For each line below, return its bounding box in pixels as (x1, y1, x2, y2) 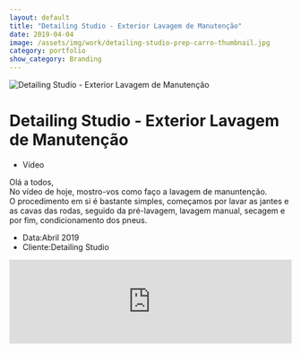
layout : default (9, 13, 70, 22)
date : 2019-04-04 (9, 30, 74, 39)
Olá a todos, (9, 176, 54, 187)
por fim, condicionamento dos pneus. (9, 214, 148, 225)
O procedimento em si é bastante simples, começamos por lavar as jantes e (9, 195, 289, 206)
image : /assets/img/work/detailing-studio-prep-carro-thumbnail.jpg (9, 38, 271, 47)
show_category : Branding (9, 55, 102, 64)
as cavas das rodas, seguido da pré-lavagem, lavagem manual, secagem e (9, 205, 286, 216)
